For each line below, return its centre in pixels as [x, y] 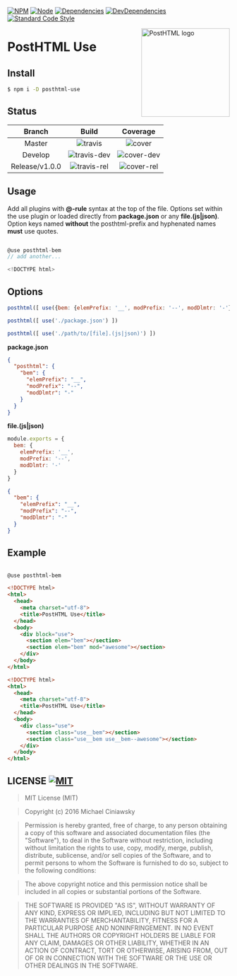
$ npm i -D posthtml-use [44, 89]
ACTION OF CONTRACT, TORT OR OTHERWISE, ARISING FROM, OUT [126, 950]
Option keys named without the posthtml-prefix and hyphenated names [112, 224]
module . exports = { [36, 439]
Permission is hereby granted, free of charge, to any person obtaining [126, 825]
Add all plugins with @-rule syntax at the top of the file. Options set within [115, 208]
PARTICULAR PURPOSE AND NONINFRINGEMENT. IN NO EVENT [119, 928]
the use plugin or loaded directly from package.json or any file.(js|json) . [114, 216]
